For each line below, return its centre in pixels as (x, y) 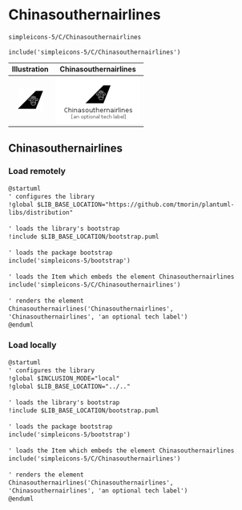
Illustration (30, 69)
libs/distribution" (41, 212)
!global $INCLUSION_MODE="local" (64, 378)
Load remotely (37, 171)
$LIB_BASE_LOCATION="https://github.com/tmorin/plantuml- (136, 204)
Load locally (32, 345)
